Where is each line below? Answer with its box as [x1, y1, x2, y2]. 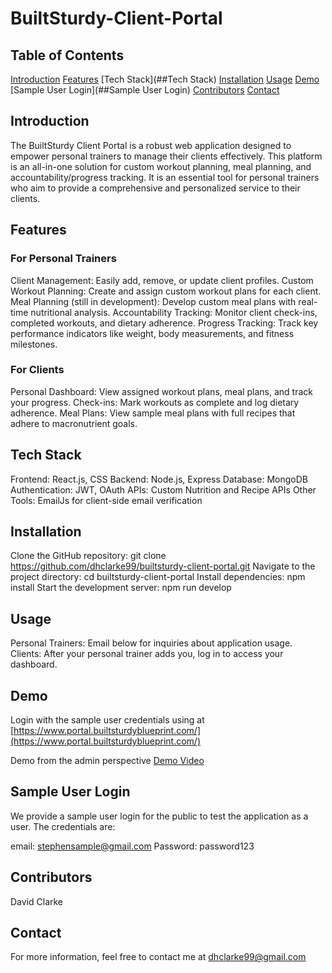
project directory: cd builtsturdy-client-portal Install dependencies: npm [10, 571, 306, 583]
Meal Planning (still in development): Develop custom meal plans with [10, 295, 297, 307]
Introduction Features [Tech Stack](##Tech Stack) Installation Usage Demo [10, 73, 320, 85]
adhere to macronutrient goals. [10, 417, 138, 429]
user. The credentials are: [10, 820, 116, 832]
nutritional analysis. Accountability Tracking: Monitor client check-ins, [30, 306, 318, 318]
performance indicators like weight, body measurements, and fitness [10, 327, 295, 339]
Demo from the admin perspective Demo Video [10, 755, 205, 767]
